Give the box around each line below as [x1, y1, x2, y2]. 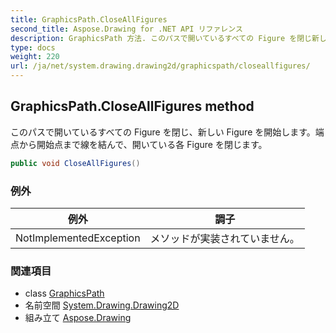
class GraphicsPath [24, 287, 105, 300]
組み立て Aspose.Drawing [24, 312, 132, 324]
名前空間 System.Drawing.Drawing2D [24, 299, 180, 311]
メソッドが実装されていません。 [149, 231, 300, 245]
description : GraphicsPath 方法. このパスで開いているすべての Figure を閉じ [10, 33, 312, 43]
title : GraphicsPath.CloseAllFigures [10, 14, 168, 25]
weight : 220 [10, 52, 60, 62]
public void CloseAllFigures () [10, 158, 141, 168]
